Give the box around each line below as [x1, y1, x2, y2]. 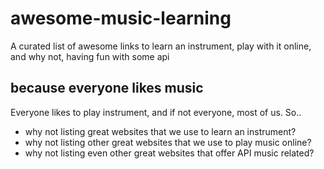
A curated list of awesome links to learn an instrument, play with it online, [10, 40, 312, 52]
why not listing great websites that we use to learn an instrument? [24, 125, 297, 137]
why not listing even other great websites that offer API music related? [24, 147, 315, 159]
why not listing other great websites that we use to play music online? [24, 136, 312, 148]
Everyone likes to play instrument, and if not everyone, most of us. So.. [10, 106, 302, 118]
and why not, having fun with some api [10, 50, 170, 62]
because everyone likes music [10, 80, 204, 97]
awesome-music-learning [10, 7, 232, 30]
